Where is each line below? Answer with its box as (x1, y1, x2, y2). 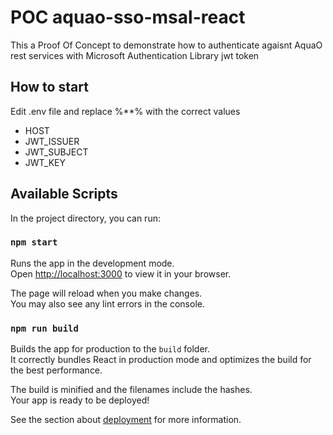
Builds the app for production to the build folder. (10, 343, 211, 355)
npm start (10, 237, 58, 248)
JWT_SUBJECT (24, 146, 89, 158)
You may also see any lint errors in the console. (10, 297, 205, 310)
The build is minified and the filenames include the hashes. (10, 384, 253, 396)
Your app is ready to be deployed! (10, 394, 150, 406)
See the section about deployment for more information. (10, 414, 242, 426)
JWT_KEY (24, 156, 67, 168)
